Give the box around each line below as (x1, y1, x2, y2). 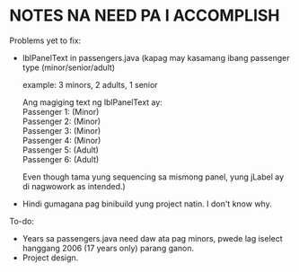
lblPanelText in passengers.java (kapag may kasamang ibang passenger (22, 52, 290, 63)
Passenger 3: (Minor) (22, 125, 101, 136)
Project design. (22, 252, 79, 263)
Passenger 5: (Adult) (22, 145, 99, 155)
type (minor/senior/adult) (22, 62, 115, 73)
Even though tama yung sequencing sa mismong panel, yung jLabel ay (22, 171, 285, 182)
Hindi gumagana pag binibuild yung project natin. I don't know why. (22, 198, 272, 209)
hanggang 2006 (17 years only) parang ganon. (22, 242, 195, 253)
